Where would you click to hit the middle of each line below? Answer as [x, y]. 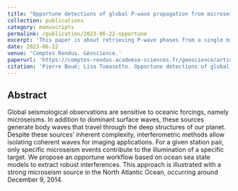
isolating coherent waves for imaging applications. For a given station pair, [116, 142]
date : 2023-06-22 [33, 47]
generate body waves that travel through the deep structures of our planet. [117, 127]
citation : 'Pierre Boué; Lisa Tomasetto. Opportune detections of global [119, 66]
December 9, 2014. [35, 180]
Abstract [27, 95]
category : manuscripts [41, 27]
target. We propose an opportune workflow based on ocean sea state [109, 157]
